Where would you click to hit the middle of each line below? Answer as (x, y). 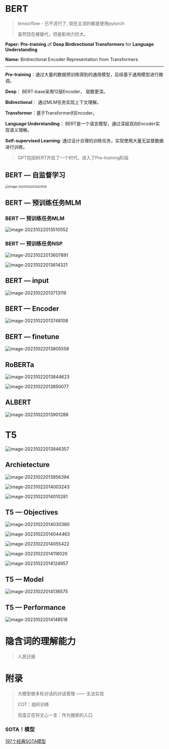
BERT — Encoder (32, 308)
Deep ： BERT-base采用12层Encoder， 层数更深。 (57, 91)
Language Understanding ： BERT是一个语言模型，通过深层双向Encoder (80, 124)
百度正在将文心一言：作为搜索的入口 (55, 715)
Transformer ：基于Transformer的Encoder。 (51, 113)
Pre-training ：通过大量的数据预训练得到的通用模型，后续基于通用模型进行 (82, 74)
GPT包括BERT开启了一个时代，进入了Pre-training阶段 (73, 157)
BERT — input (27, 281)
